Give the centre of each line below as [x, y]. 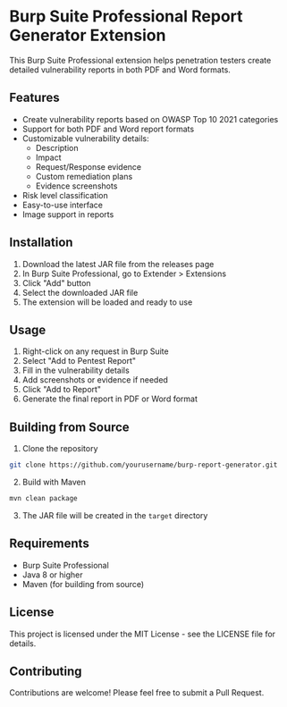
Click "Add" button [56, 282]
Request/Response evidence [88, 166]
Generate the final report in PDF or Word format [110, 399]
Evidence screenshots [76, 186]
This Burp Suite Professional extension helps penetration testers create [140, 60]
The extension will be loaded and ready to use [107, 302]
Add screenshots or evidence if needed [95, 380]
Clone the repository [60, 449]
